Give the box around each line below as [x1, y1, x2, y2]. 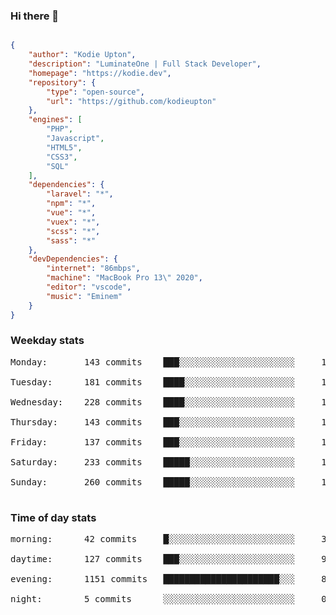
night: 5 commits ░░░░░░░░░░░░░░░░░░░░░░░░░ [10, 594, 296, 605]
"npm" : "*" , [46, 199, 97, 209]
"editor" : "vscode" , [46, 282, 132, 293]
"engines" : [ [28, 115, 83, 125]
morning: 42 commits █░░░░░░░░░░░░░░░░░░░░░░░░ [10, 534, 296, 545]
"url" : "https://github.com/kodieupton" [46, 96, 217, 106]
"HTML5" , [46, 142, 83, 153]
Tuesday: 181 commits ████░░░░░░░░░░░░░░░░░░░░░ [10, 376, 296, 388]
